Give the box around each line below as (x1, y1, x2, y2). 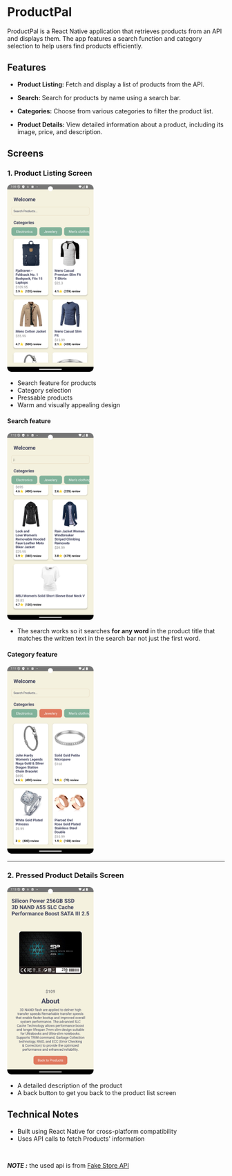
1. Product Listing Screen (7, 169, 93, 178)
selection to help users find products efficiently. (7, 41, 143, 50)
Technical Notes (7, 1109, 79, 1121)
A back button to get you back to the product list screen (17, 1088, 177, 1096)
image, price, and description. (17, 127, 103, 136)
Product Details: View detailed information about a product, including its (17, 120, 224, 129)
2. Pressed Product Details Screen (7, 870, 124, 880)
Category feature (7, 651, 58, 659)
